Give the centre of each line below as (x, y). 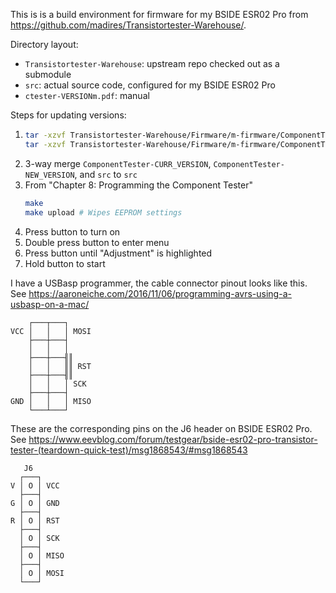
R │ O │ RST (35, 520)
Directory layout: (44, 44)
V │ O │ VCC (35, 485)
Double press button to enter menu (97, 242)
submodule (48, 74)
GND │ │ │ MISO (51, 401)
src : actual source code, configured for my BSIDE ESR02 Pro (150, 85)
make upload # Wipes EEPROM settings (103, 212)
